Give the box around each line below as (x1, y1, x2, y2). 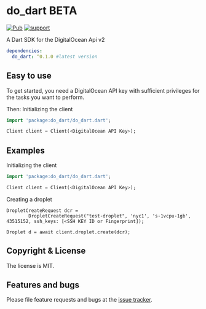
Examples (6, 145, 45, 155)
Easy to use (6, 71, 52, 81)
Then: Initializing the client (6, 105, 73, 112)
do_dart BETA (6, 4, 77, 18)
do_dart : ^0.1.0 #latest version (12, 53, 98, 60)
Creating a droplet (6, 195, 52, 203)
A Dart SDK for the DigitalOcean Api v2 (6, 36, 105, 43)
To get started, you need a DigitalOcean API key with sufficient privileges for (6, 87, 200, 94)
